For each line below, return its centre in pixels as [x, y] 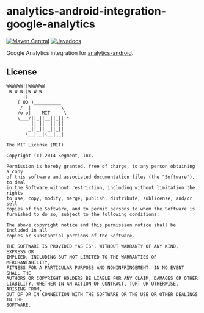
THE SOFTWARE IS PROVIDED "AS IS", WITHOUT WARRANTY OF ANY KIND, [93, 246]
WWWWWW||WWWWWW [26, 86]
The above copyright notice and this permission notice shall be [91, 225]
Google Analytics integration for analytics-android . [70, 52]
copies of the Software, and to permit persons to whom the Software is [101, 209]
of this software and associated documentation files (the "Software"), [101, 177]
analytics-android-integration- [86, 11]
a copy [15, 171]
